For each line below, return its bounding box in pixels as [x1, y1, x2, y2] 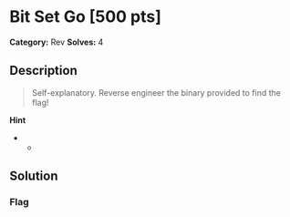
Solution [9, 169, 58, 184]
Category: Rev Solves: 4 [9, 36, 104, 47]
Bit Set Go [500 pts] [9, 6, 162, 27]
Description [9, 63, 78, 78]
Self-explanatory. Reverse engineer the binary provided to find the [31, 87, 281, 98]
